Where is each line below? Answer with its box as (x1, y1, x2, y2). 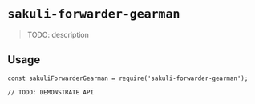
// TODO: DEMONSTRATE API (7, 88, 94, 96)
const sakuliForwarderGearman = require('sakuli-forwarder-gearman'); (7, 74, 249, 82)
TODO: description (26, 30, 90, 39)
